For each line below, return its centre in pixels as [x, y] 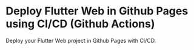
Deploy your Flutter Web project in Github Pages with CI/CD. [81, 40]
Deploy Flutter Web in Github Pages [97, 11]
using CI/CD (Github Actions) [80, 24]
